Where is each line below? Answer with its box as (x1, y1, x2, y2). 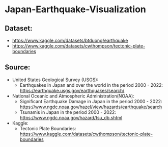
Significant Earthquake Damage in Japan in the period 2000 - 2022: (19, 98, 162, 104)
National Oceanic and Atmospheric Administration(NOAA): (12, 93, 134, 99)
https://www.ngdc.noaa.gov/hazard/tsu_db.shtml (19, 114, 123, 120)
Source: (5, 63, 31, 72)
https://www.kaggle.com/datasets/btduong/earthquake (12, 37, 128, 43)
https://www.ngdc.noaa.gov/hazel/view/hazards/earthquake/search (19, 104, 162, 110)
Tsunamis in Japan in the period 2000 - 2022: (19, 109, 117, 115)
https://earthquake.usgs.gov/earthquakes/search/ (19, 87, 125, 93)
